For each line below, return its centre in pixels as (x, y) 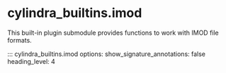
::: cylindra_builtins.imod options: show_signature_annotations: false (107, 54)
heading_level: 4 (31, 61)
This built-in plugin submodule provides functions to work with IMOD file (113, 33)
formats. (19, 40)
